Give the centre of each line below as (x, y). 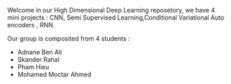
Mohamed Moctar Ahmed (54, 74)
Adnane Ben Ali (40, 52)
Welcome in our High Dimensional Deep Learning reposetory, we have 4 (111, 10)
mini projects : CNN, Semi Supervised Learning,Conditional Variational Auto (116, 17)
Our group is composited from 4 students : (69, 38)
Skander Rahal (38, 59)
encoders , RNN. (31, 25)
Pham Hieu (33, 67)
